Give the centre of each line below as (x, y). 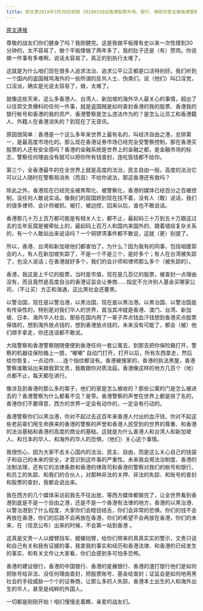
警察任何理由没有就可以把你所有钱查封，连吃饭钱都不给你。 (91, 157)
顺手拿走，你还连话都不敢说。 (48, 332)
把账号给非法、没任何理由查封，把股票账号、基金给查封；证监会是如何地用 (99, 573)
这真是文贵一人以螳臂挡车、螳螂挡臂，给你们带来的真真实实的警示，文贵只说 (101, 538)
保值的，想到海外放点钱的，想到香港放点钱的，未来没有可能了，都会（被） (99, 325)
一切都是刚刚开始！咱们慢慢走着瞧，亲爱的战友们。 (70, 601)
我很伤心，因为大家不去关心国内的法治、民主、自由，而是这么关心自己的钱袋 (101, 452)
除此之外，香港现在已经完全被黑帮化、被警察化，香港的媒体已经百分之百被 (99, 190)
